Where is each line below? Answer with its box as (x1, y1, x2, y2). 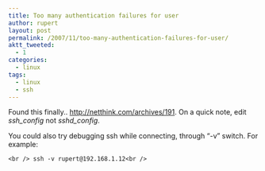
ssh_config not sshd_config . (8, 116, 101, 126)
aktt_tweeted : (8, 41, 56, 49)
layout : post (8, 26, 52, 34)
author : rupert (8, 19, 59, 27)
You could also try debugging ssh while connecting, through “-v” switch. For (8, 131, 259, 141)
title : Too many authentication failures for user (8, 11, 179, 20)
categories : (8, 56, 48, 64)
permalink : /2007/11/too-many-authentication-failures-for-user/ (8, 33, 229, 42)
